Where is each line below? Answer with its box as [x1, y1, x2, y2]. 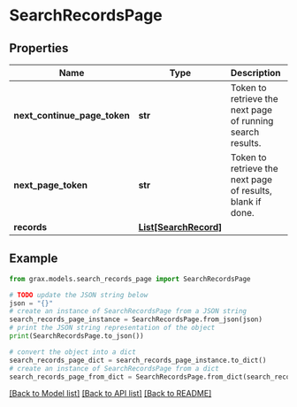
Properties [9, 41, 69, 56]
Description [230, 67, 281, 79]
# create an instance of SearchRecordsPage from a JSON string [9, 307, 247, 316]
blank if [230, 196, 262, 208]
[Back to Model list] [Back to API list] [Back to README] [9, 388, 212, 399]
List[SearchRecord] [138, 221, 223, 233]
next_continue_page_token [13, 110, 130, 121]
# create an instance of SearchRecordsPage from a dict [9, 364, 219, 372]
